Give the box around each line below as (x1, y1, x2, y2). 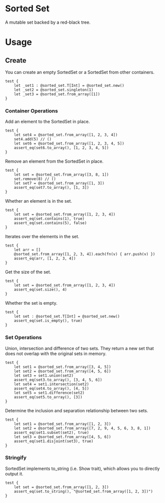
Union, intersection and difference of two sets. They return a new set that (5, 345, 154, 351)
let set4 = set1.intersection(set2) (14, 382, 90, 387)
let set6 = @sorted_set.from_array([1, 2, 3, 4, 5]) (14, 141, 125, 146)
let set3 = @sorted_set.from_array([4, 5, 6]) (14, 434, 111, 439)
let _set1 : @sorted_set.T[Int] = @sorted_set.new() (14, 83, 125, 88)
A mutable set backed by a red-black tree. (5, 19, 91, 25)
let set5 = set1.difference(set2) (14, 390, 85, 395)
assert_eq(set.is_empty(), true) (14, 319, 83, 323)
